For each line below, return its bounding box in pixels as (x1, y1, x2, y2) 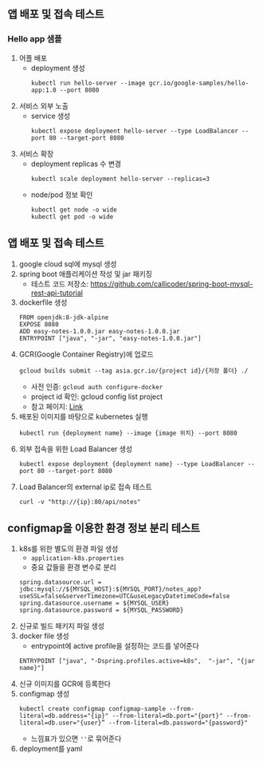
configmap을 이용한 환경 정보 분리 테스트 (7, 521, 201, 534)
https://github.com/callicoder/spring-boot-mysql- (90, 278, 253, 289)
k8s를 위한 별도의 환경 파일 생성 (18, 544, 119, 554)
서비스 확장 (18, 148, 54, 158)
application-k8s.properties (30, 554, 124, 562)
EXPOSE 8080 (18, 320, 59, 329)
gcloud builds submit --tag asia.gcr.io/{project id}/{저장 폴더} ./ (18, 366, 249, 375)
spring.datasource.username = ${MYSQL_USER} (18, 599, 170, 608)
